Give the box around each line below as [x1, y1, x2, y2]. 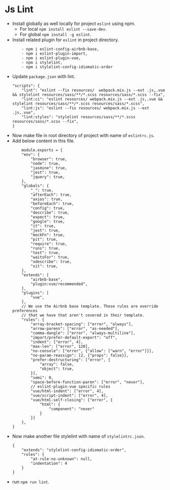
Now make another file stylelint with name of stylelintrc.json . [12, 433, 145, 439]
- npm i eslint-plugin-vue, [21, 55, 81, 61]
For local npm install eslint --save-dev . [19, 25, 107, 32]
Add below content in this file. [12, 138, 75, 144]
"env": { [21, 152, 40, 157]
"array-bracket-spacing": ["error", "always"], [31, 321, 133, 327]
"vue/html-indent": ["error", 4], [31, 389, 104, 394]
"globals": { [21, 183, 49, 188]
